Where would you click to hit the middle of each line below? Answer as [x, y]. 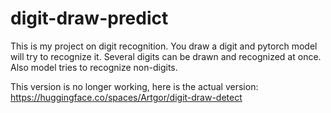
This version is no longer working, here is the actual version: [134, 86]
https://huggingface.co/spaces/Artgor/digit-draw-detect [126, 97]
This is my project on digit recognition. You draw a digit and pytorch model [164, 46]
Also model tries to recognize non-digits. [94, 67]
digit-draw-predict [89, 18]
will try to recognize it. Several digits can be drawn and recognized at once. [166, 56]
